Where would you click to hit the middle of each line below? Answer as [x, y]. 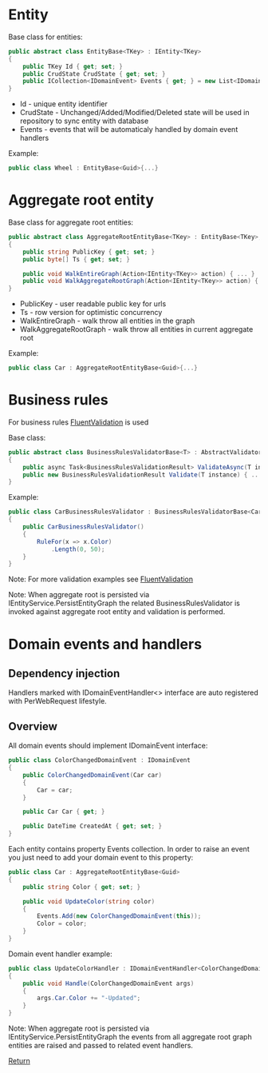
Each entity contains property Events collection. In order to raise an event [129, 849]
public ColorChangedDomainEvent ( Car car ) [92, 775]
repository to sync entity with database [84, 121]
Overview [33, 726]
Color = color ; [62, 924]
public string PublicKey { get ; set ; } [89, 252]
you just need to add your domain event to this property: [101, 858]
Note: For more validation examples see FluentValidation [101, 579]
